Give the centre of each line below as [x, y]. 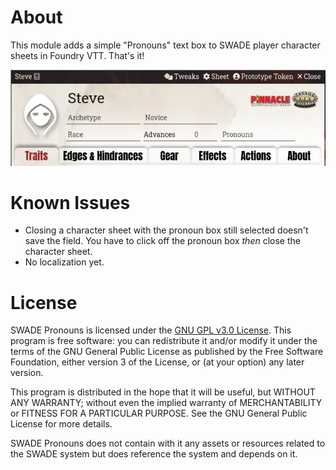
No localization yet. [64, 262]
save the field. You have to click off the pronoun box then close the [162, 241]
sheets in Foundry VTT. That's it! [77, 55]
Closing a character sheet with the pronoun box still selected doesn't [166, 230]
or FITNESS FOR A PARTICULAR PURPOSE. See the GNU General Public [159, 413]
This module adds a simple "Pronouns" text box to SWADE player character [165, 45]
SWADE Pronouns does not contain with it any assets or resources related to [168, 443]
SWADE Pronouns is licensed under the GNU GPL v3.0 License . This [151, 330]
